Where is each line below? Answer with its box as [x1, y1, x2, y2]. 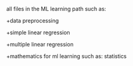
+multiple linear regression [6, 41, 74, 48]
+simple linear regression [6, 29, 70, 36]
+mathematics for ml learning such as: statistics [6, 53, 127, 60]
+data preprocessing [6, 17, 59, 24]
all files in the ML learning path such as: [6, 5, 107, 12]
